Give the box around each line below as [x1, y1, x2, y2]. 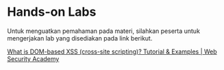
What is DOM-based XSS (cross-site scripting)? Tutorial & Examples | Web [7, 47, 217, 56]
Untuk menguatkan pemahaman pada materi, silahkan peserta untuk [7, 27, 201, 35]
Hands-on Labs [7, 4, 97, 20]
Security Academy [7, 54, 60, 62]
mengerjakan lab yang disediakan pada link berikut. [7, 34, 153, 42]
